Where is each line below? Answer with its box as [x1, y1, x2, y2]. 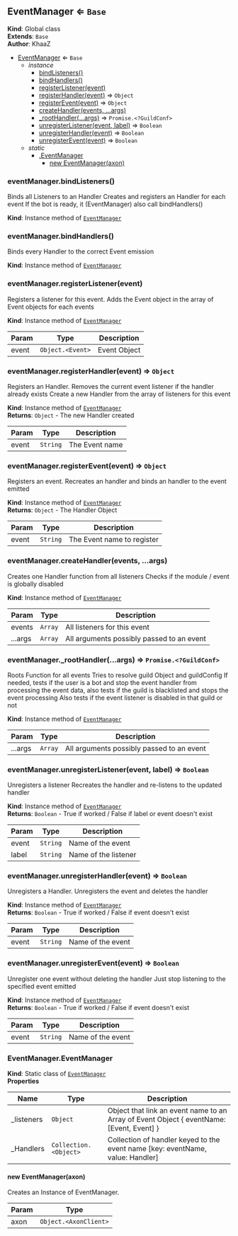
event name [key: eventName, [107, 1144, 207, 1154]
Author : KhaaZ [7, 39, 51, 48]
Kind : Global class [7, 24, 61, 33]
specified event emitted [7, 982, 76, 990]
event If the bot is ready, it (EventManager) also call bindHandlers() [7, 200, 203, 208]
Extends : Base [7, 32, 49, 40]
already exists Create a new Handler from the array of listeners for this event [7, 390, 231, 398]
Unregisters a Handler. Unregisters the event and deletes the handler [7, 887, 208, 895]
